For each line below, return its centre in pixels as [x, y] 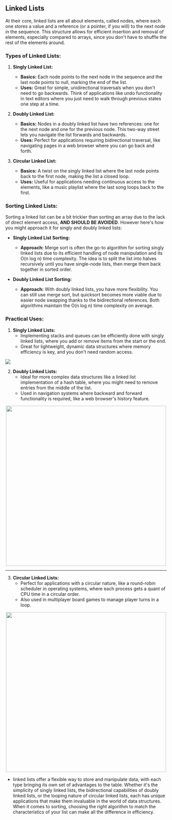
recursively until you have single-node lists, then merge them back [91, 264]
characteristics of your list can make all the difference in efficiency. [83, 812]
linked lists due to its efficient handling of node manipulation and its [91, 253]
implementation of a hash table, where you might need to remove [89, 382]
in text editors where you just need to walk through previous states [91, 99]
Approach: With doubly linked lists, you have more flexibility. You [89, 289]
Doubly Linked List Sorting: [42, 279]
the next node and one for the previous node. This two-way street [90, 130]
